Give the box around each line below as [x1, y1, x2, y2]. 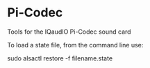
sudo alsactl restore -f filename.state [7, 54, 113, 63]
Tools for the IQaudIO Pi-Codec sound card [7, 27, 131, 36]
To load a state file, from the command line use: [7, 41, 144, 49]
